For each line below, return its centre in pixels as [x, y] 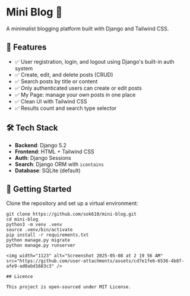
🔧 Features [26, 47]
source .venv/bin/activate [39, 230]
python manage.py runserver [41, 245]
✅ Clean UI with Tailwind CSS [51, 101]
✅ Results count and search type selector [66, 108]
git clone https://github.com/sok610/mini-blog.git [71, 214]
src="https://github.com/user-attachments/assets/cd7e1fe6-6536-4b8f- [95, 261]
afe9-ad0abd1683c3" [30, 266]
